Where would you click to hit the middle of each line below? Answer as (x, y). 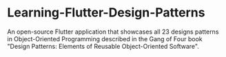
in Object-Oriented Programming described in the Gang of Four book (105, 38)
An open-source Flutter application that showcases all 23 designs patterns (113, 32)
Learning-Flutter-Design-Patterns (106, 13)
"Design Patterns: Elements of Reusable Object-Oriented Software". (103, 46)
